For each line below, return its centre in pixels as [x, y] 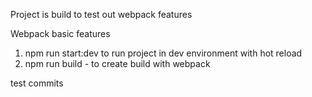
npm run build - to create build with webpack [117, 63]
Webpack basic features [60, 33]
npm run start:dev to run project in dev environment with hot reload [163, 53]
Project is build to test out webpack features [101, 14]
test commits [37, 83]
